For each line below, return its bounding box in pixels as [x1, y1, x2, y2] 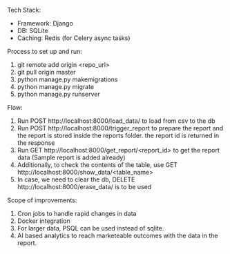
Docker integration [17, 217, 70, 225]
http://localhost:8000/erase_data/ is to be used [17, 183, 152, 190]
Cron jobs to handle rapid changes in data [17, 210, 137, 217]
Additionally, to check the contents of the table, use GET [17, 161, 178, 168]
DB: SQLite [17, 27, 48, 35]
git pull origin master [17, 68, 76, 76]
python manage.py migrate [17, 83, 95, 90]
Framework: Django [17, 19, 74, 27]
